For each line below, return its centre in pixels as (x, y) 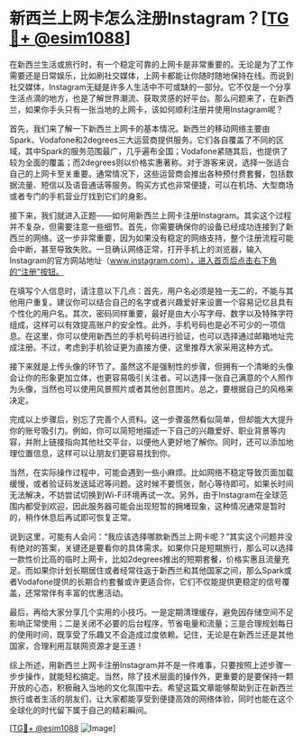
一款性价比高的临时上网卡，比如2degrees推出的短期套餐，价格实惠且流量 (146, 559)
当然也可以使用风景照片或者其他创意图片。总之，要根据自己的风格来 (167, 389)
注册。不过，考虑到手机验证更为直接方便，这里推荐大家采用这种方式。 (147, 347)
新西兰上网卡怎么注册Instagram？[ (138, 18)
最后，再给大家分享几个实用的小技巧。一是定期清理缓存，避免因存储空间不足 (151, 612)
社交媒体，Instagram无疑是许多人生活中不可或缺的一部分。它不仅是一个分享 (150, 87)
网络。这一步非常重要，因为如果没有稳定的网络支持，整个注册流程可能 (163, 238)
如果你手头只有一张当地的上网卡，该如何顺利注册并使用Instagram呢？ (154, 109)
